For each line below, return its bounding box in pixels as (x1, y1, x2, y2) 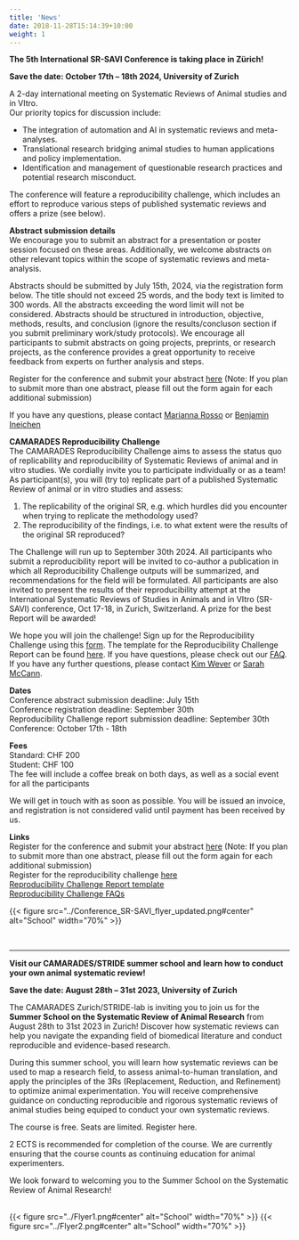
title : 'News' (9, 12, 62, 22)
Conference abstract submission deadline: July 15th (9, 695, 199, 706)
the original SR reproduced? (21, 529, 125, 540)
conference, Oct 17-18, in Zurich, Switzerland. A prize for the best (31, 603, 271, 615)
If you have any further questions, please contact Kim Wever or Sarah (9, 658, 265, 669)
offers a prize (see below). (9, 208, 106, 219)
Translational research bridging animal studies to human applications (21, 143, 275, 154)
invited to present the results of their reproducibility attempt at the (9, 584, 251, 595)
